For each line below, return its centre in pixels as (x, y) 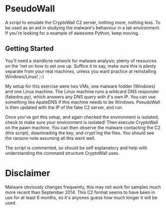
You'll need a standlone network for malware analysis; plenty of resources (81, 61)
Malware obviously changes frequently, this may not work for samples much (83, 187)
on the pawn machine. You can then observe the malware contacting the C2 (83, 127)
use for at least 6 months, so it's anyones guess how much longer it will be (81, 198)
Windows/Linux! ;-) (25, 76)
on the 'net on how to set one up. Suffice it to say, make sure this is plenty (81, 66)
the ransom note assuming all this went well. (50, 138)
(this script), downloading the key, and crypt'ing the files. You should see (80, 133)
